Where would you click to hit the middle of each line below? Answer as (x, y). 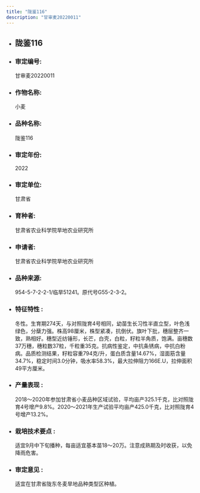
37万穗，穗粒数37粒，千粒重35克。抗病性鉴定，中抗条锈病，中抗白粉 (100, 346)
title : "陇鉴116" (27, 12)
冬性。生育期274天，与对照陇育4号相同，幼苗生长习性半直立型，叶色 (100, 323)
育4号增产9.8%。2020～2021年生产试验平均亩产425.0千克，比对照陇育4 (104, 406)
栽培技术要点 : (35, 431)
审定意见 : (29, 470)
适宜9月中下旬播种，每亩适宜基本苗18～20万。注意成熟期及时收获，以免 (104, 445)
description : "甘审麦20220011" (44, 17)
